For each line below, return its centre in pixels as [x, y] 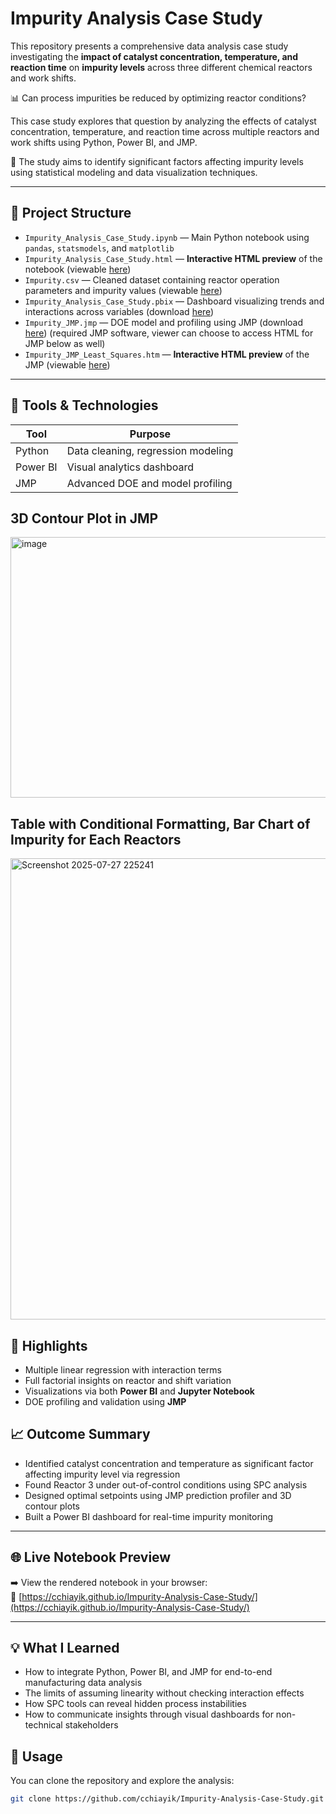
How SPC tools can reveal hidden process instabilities [135, 1704]
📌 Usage [36, 1756]
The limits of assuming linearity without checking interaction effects [164, 1693]
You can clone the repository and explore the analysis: [122, 1781]
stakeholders [91, 1725]
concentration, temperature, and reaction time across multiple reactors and [165, 131]
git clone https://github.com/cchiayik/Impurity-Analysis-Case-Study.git [167, 1799]
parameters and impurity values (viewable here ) [123, 290]
